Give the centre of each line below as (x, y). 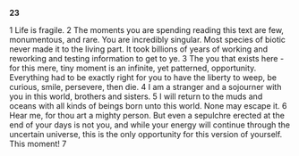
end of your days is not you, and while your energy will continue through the (150, 125)
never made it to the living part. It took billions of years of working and (139, 49)
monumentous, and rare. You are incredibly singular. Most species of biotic (148, 40)
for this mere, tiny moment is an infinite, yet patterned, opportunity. (133, 68)
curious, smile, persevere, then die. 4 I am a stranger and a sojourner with (145, 87)
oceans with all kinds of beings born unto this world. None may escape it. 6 (148, 106)
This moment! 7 (38, 144)
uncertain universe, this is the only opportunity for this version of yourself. (146, 134)
